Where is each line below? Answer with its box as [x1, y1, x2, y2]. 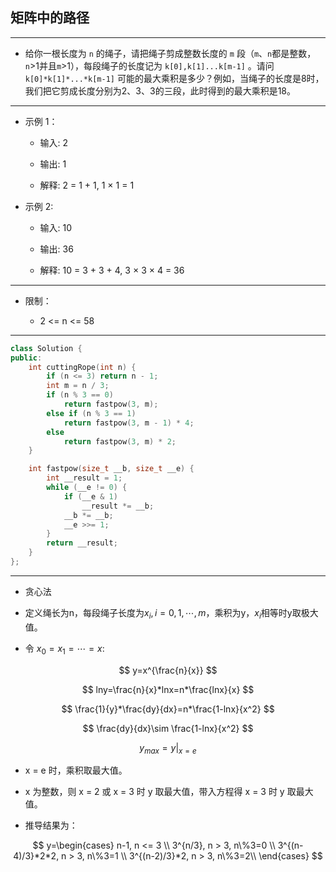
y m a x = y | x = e [139, 741, 197, 756]
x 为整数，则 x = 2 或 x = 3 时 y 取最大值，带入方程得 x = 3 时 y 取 [24, 786, 297, 798]
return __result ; [46, 538, 118, 548]
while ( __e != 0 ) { [46, 483, 128, 493]
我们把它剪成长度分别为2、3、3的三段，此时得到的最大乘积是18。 [24, 84, 296, 97]
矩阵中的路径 [10, 9, 90, 27]
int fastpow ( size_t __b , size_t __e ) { [28, 464, 195, 474]
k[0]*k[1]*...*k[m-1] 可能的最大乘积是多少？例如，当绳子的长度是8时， [24, 72, 325, 84]
